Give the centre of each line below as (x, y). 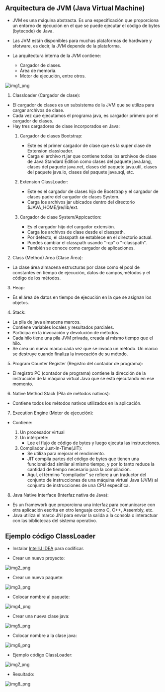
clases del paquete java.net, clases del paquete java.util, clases (92, 166)
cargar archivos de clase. (38, 110)
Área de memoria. (38, 70)
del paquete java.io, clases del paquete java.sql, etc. (81, 172)
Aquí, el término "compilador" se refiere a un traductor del (87, 475)
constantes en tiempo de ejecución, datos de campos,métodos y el (81, 272)
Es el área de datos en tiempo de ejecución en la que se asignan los (82, 297)
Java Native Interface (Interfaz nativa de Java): (60, 495)
